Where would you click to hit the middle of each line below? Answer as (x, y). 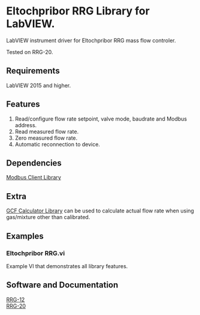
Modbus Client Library (34, 178)
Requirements (33, 71)
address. (26, 125)
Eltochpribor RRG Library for (78, 11)
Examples (25, 236)
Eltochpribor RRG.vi (36, 253)
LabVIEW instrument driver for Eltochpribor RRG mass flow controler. (91, 40)
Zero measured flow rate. (46, 138)
